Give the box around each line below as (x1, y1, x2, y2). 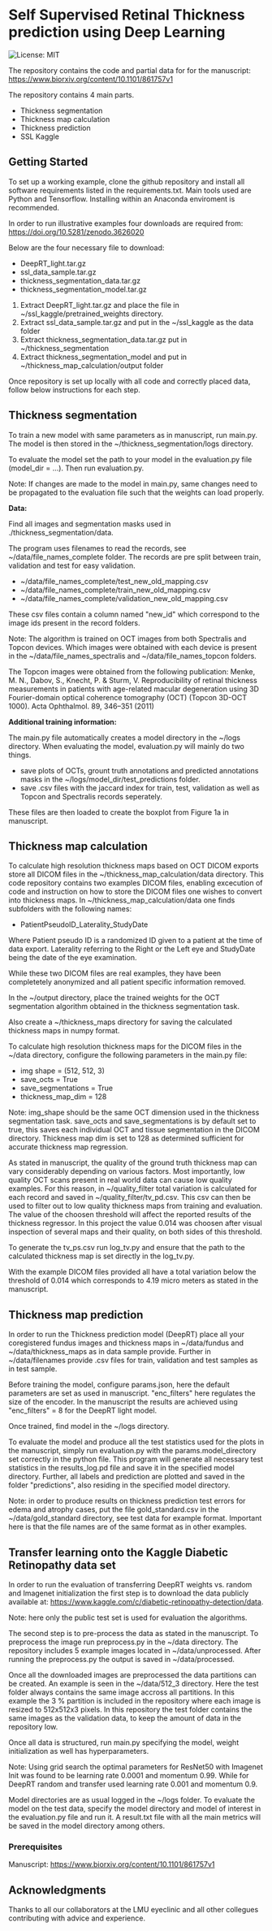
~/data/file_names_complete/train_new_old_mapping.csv (19, 585, 211, 595)
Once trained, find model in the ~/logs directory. (8, 1422, 170, 1431)
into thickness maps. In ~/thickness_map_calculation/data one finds (8, 895, 235, 905)
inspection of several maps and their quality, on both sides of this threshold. (8, 1227, 262, 1236)
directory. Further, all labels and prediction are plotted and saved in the (8, 1472, 245, 1482)
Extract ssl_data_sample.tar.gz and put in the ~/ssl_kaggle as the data (19, 317, 254, 327)
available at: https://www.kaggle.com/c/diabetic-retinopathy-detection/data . (8, 1597, 264, 1606)
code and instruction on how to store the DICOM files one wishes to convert (8, 887, 262, 897)
